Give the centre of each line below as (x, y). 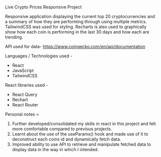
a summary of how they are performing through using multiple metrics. (76, 22)
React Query (25, 95)
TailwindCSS (25, 76)
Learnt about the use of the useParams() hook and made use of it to (80, 134)
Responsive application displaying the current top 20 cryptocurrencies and (80, 16)
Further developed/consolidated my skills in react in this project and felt (84, 124)
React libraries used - (27, 85)
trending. (14, 37)
